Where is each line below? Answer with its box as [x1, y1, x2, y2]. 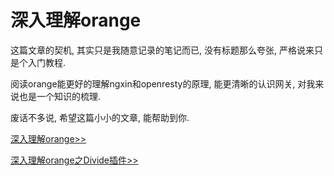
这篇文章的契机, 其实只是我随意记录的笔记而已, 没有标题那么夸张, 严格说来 [10, 44, 315, 56]
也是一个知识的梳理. [18, 90, 102, 102]
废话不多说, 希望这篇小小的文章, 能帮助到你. [10, 111, 190, 123]
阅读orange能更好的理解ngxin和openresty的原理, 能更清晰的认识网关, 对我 [10, 77, 316, 90]
